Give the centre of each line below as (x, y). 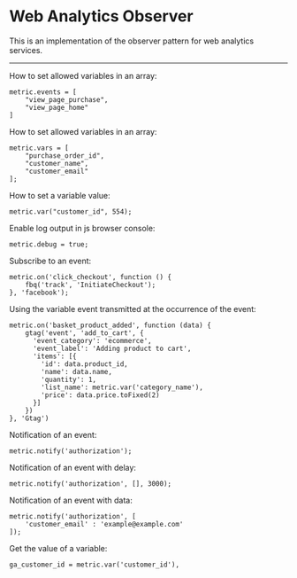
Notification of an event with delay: (73, 467)
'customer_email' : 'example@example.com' (104, 524)
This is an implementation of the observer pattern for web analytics (132, 41)
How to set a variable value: (60, 195)
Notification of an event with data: (71, 500)
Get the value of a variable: (58, 548)
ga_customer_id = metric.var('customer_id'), (94, 565)
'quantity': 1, (69, 379)
